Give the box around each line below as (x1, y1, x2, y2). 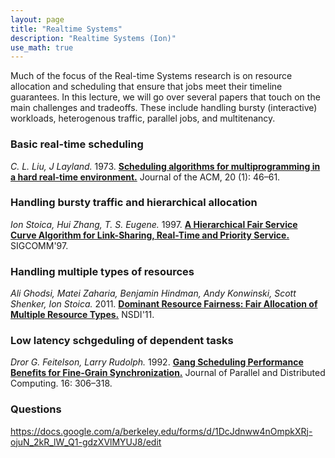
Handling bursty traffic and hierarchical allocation (10, 196, 258, 210)
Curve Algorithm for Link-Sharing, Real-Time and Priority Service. (10, 229, 290, 241)
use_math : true (10, 42, 74, 53)
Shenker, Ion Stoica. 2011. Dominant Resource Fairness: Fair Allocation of (10, 298, 318, 310)
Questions (10, 402, 62, 416)
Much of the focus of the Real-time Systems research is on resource (10, 70, 293, 82)
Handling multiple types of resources (10, 264, 195, 278)
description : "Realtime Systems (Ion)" (10, 33, 177, 43)
